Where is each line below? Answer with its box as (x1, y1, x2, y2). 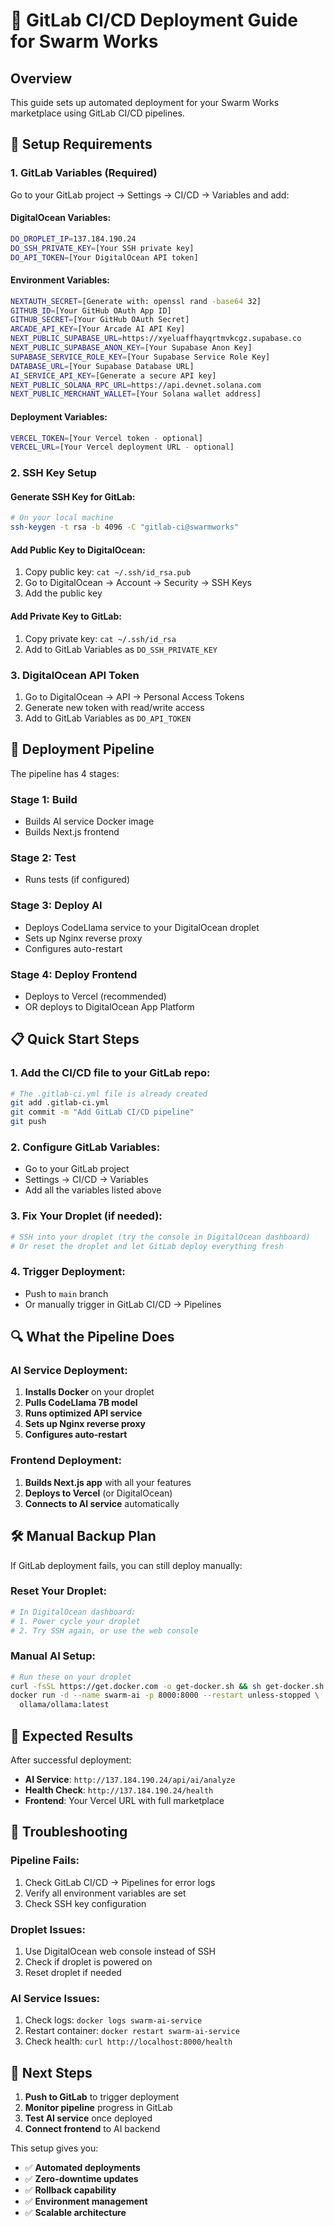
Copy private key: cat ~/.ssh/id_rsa (24, 632, 177, 644)
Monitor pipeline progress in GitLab (24, 2102, 173, 2114)
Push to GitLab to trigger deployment (24, 2091, 180, 2103)
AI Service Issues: (10, 1991, 101, 2005)
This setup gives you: (10, 2142, 99, 2154)
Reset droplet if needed (24, 1967, 122, 1979)
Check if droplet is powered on (24, 1956, 153, 1968)
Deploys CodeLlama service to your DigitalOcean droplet (24, 921, 260, 933)
